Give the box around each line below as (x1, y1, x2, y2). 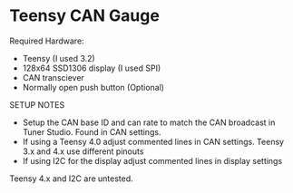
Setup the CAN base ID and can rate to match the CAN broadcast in (22, 117, 276, 128)
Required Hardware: (9, 35, 84, 46)
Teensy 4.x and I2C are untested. (9, 173, 133, 184)
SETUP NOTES (9, 99, 65, 110)
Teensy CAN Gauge (9, 5, 161, 26)
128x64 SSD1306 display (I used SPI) (22, 63, 161, 73)
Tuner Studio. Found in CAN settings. (22, 126, 161, 137)
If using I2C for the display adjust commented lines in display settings (22, 155, 283, 166)
